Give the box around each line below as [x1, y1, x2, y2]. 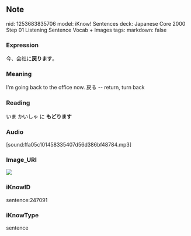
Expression [6, 41, 39, 49]
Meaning [6, 70, 32, 78]
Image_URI [6, 155, 37, 164]
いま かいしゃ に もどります [6, 113, 72, 120]
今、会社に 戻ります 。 [6, 55, 57, 62]
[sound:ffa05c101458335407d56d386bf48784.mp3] [6, 141, 132, 148]
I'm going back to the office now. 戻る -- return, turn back [6, 84, 145, 91]
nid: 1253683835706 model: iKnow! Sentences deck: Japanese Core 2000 [6, 20, 186, 27]
